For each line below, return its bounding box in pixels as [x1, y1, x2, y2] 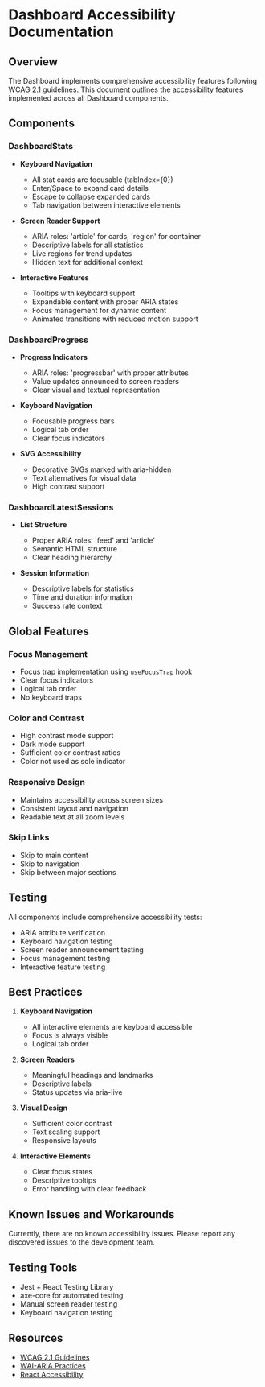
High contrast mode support [19, 731, 114, 741]
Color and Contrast [8, 712, 84, 724]
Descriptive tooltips [31, 1175, 97, 1185]
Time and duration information [31, 592, 132, 602]
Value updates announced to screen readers [31, 376, 179, 386]
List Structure [19, 520, 67, 530]
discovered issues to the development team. [8, 1237, 155, 1247]
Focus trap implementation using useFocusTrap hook [19, 667, 193, 676]
